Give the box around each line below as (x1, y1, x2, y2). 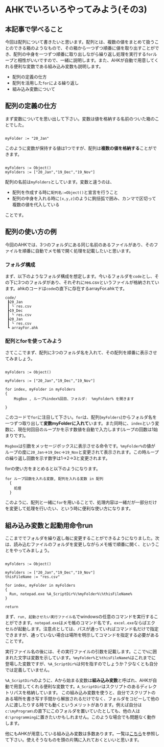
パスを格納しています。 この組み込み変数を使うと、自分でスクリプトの (13, 690, 156, 696)
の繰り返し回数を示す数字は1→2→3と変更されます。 (5, 455, 110, 461)
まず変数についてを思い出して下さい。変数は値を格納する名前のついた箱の (5, 116, 155, 122)
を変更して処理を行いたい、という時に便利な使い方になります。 (5, 505, 134, 512)
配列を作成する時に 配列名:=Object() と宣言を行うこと (12, 189, 118, 195)
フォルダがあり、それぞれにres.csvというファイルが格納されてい (29, 279, 160, 285)
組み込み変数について (12, 86, 55, 92)
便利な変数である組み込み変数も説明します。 (13, 64, 104, 69)
